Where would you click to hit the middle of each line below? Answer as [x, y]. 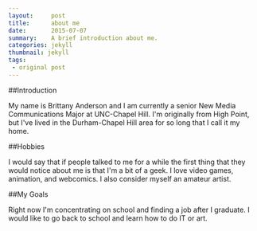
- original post [39, 68]
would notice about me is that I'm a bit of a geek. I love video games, [121, 170]
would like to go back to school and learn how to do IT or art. [108, 218]
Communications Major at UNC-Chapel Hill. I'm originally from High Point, [129, 114]
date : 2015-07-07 [48, 30]
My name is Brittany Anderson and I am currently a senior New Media [122, 105]
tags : [17, 61]
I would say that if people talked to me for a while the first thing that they [127, 162]
